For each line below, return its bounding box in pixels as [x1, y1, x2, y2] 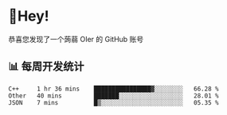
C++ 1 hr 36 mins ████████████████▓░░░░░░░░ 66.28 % [8, 85, 219, 93]
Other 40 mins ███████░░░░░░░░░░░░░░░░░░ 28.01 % [8, 91, 219, 100]
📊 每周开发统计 [8, 59, 85, 74]
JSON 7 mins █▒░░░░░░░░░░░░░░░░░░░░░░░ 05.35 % [8, 98, 219, 106]
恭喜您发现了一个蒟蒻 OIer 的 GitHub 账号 [8, 34, 144, 44]
